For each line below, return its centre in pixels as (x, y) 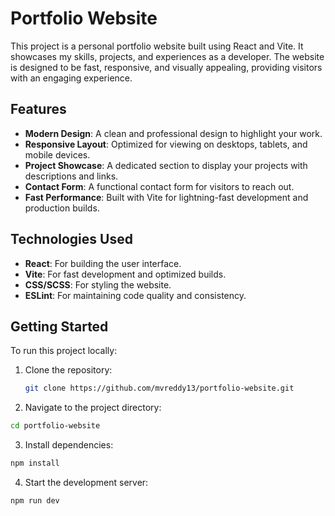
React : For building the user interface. (103, 263)
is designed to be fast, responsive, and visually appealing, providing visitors (166, 67)
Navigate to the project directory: (93, 408)
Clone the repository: (68, 370)
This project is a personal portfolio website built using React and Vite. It (157, 46)
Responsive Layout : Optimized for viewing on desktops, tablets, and (166, 144)
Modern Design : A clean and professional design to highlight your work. (173, 133)
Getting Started (59, 326)
